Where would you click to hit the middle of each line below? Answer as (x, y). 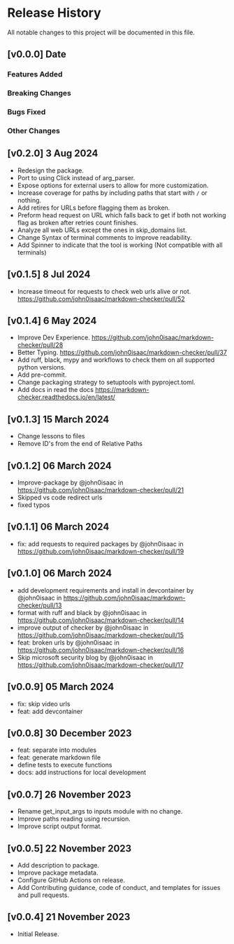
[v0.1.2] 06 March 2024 (59, 465)
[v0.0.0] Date (37, 54)
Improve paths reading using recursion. (74, 819)
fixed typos (34, 505)
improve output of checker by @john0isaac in (83, 627)
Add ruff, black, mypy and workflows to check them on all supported (116, 360)
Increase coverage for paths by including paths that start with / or (112, 193)
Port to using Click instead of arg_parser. (76, 177)
